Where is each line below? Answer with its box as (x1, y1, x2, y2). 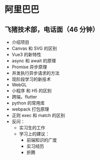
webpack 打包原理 (11, 106, 49, 112)
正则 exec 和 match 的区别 (11, 113, 65, 118)
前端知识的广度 (26, 137, 57, 143)
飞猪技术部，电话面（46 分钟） (4, 25, 99, 34)
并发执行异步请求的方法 (11, 70, 60, 76)
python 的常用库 (11, 100, 45, 106)
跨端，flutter (11, 94, 37, 100)
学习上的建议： (19, 131, 50, 137)
